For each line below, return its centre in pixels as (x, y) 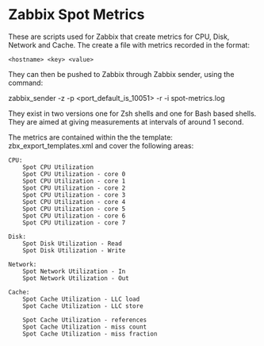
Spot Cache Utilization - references (85, 320)
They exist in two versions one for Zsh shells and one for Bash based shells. (132, 113)
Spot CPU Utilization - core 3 (74, 195)
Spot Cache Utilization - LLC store (83, 306)
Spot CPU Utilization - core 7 (74, 223)
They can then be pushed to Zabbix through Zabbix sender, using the (121, 74)
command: (26, 83)
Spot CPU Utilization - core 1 (74, 181)
